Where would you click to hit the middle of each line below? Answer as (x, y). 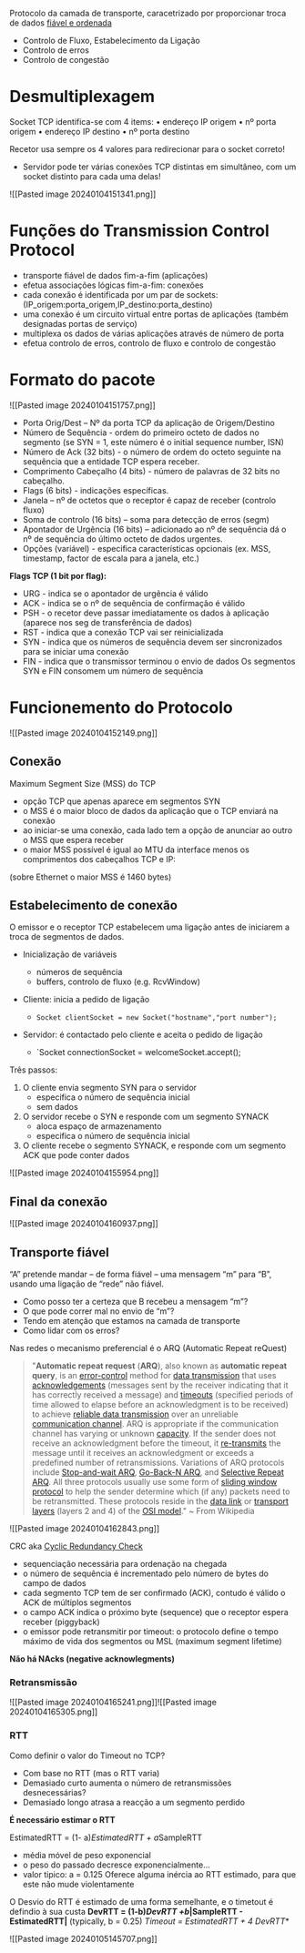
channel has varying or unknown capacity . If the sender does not (153, 1434)
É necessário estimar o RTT (62, 1819)
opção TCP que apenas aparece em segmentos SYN (121, 801)
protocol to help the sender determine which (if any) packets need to (161, 1491)
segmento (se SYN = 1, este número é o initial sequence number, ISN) (153, 442)
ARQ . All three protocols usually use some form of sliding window (154, 1482)
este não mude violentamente (78, 1884)
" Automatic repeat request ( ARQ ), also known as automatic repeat (159, 1366)
